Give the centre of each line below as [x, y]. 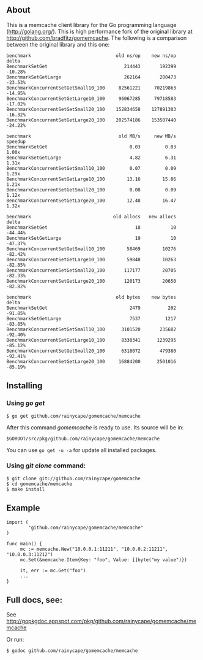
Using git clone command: [46, 466]
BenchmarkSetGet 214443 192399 [91, 66]
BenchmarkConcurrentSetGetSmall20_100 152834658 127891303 [91, 109]
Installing [24, 386]
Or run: [15, 640]
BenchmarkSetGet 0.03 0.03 [91, 147]
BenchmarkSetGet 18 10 [91, 227]
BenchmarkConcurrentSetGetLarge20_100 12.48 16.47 [91, 201]
